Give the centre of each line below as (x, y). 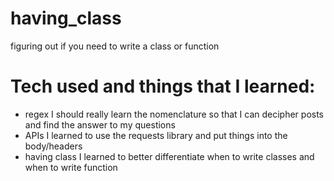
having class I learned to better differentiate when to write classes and (169, 156)
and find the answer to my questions (100, 124)
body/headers (53, 146)
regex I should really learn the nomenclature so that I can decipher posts (174, 114)
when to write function (71, 167)
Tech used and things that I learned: (163, 86)
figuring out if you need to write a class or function (115, 46)
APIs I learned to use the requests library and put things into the (156, 135)
